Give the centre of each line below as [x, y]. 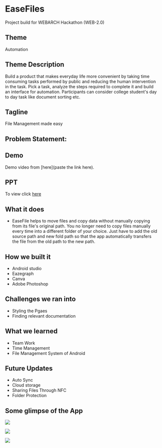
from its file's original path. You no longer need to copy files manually [81, 226]
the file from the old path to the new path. [54, 241]
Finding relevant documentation [44, 316]
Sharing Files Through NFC [39, 390]
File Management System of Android [49, 353]
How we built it [28, 257]
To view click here [23, 194]
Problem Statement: [36, 139]
